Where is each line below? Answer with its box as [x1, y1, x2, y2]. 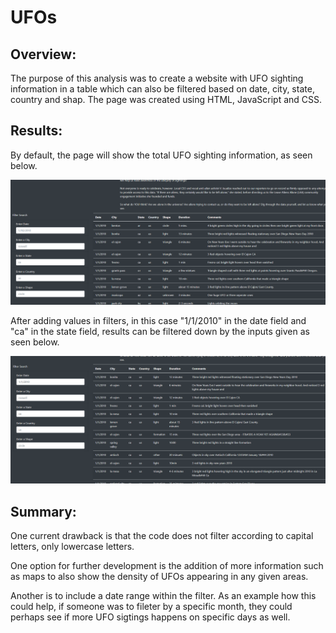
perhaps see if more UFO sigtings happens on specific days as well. [10, 611, 291, 623]
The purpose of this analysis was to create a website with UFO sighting [10, 72, 304, 84]
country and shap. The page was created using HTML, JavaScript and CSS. [10, 94, 323, 105]
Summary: [10, 503, 77, 520]
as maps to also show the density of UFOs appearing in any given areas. [10, 571, 309, 583]
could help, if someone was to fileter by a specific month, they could [10, 601, 293, 613]
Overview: [10, 46, 77, 63]
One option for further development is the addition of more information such [10, 560, 324, 572]
